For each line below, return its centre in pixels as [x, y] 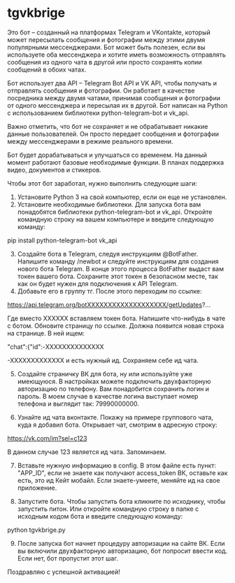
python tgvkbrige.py [36, 530]
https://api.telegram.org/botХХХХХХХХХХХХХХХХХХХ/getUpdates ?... [109, 304]
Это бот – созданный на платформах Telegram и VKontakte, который [109, 32]
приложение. [37, 488]
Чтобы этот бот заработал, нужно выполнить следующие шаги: [102, 183]
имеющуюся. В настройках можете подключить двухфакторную [114, 381]
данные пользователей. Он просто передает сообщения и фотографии [113, 134]
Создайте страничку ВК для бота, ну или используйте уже [105, 373]
